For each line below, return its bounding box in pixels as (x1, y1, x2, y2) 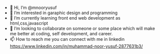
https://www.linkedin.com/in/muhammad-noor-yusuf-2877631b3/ (9, 43, 143, 49)
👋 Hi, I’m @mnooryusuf (9, 5, 57, 10)
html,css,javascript (9, 20, 48, 26)
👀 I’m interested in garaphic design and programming (9, 10, 118, 16)
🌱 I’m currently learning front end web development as (9, 15, 121, 21)
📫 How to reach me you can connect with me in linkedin (9, 36, 125, 42)
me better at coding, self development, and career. (9, 31, 113, 36)
